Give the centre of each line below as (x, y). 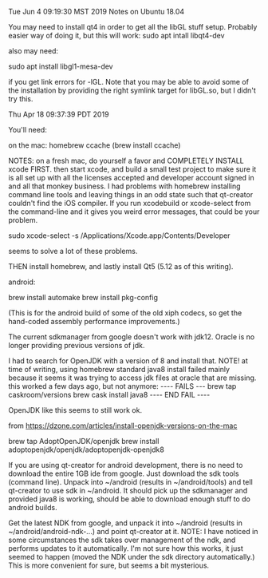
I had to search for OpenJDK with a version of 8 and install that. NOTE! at (128, 361)
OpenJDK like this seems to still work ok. (75, 410)
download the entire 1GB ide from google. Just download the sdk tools (124, 473)
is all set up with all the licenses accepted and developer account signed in (132, 178)
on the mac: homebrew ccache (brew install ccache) (95, 145)
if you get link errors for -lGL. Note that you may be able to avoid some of (129, 82)
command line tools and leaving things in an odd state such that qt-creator (131, 194)
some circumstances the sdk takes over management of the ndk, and (122, 540)
